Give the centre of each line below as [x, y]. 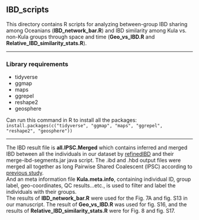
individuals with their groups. [41, 192]
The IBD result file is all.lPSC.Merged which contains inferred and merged [97, 147]
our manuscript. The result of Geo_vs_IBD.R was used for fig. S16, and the [97, 205]
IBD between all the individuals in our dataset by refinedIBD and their [90, 154]
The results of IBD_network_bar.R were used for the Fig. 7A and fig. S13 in [97, 198]
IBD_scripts [28, 10]
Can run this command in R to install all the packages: [72, 120]
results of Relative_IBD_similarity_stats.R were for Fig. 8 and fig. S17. [91, 211]
